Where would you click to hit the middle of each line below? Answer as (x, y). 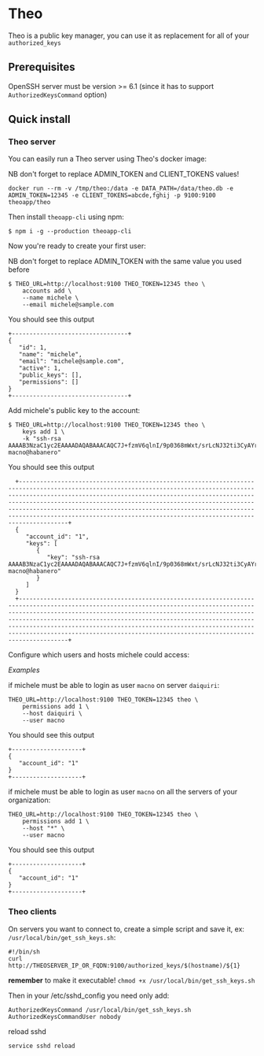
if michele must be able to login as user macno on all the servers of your (123, 792)
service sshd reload (42, 1046)
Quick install (39, 119)
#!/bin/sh (24, 952)
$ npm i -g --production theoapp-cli (70, 232)
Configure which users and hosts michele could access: (99, 655)
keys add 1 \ (44, 432)
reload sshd (27, 1031)
